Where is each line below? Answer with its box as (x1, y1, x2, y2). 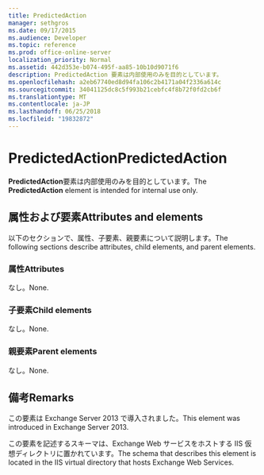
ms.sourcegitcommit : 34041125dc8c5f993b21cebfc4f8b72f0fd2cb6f (8, 85, 222, 94)
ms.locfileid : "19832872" (8, 115, 94, 123)
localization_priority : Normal (8, 56, 112, 64)
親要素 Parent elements (8, 346, 98, 357)
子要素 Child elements (8, 304, 93, 315)
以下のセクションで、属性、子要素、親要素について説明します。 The (8, 233, 228, 242)
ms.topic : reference (8, 41, 77, 49)
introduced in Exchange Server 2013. (8, 423, 129, 432)
